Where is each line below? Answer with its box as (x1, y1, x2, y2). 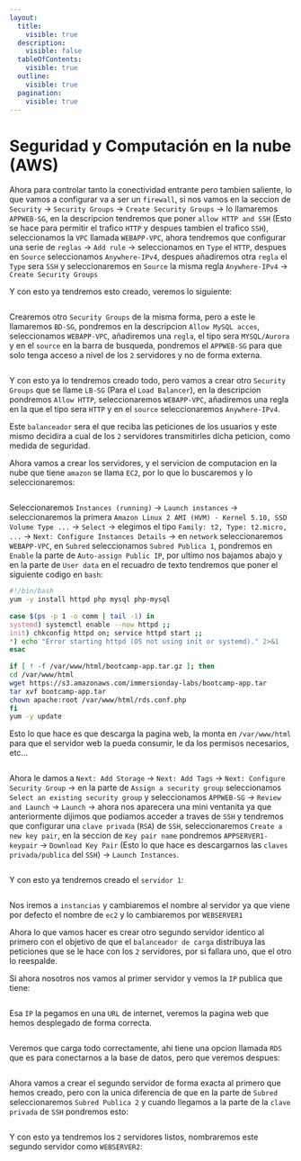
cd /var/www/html (9, 670, 75, 679)
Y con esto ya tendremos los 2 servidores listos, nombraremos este (9, 1131, 259, 1143)
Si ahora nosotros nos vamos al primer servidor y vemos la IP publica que (9, 973, 283, 984)
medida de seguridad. (9, 440, 91, 451)
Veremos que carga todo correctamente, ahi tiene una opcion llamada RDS (9, 1043, 283, 1054)
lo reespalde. (9, 956, 58, 967)
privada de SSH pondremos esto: (9, 1106, 128, 1117)
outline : (17, 72, 50, 81)
